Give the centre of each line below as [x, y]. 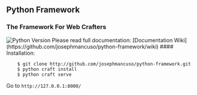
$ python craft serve [44, 75]
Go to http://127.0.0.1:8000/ [44, 85]
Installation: [21, 53]
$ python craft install [47, 69]
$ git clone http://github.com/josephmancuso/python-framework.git [104, 64]
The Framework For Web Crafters [56, 27]
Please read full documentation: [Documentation [112, 40]
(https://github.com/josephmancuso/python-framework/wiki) [82, 46]
